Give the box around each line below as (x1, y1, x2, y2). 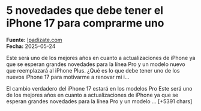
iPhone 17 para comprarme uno (6, 16, 164, 30)
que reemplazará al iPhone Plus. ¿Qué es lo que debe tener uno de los (6, 67, 180, 74)
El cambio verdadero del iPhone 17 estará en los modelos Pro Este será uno (6, 85, 193, 92)
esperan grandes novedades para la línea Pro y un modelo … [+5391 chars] (6, 97, 193, 105)
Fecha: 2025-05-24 (6, 43, 56, 50)
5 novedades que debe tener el (6, 4, 164, 17)
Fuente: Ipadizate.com (6, 36, 62, 43)
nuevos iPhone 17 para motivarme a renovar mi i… (6, 73, 130, 80)
